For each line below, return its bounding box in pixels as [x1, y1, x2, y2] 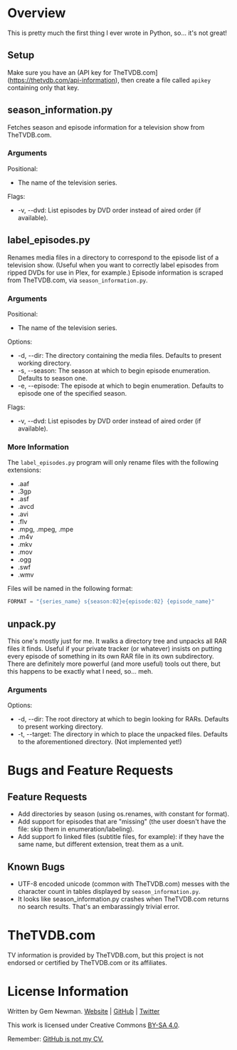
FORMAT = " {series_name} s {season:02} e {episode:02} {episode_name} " [7, 598, 215, 605]
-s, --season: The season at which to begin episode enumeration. [17, 366, 211, 375]
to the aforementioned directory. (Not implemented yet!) [17, 738, 183, 746]
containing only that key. [7, 83, 80, 92]
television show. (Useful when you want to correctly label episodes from [7, 260, 219, 269]
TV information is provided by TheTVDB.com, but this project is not [7, 951, 204, 959]
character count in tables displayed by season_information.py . [17, 887, 201, 896]
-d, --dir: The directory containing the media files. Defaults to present [17, 351, 222, 359]
